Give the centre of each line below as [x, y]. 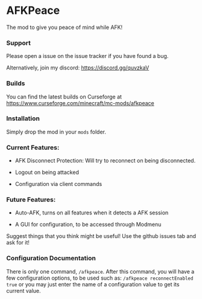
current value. [24, 291]
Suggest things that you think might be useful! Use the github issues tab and [101, 236]
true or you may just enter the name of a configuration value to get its [93, 284]
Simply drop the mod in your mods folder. [56, 132]
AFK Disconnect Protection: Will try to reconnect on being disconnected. [105, 161]
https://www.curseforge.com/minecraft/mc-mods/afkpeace [80, 103]
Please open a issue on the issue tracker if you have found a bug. [87, 56]
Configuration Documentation [51, 259]
